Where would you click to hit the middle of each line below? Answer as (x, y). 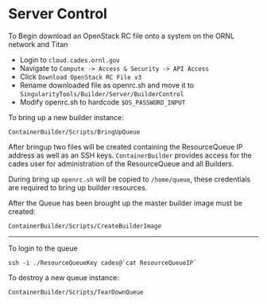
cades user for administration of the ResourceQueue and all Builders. (121, 163)
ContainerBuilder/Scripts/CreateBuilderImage (85, 226)
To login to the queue (43, 248)
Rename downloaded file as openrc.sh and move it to (107, 85)
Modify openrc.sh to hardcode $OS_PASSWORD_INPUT (103, 102)
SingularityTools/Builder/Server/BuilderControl (102, 94)
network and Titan (38, 44)
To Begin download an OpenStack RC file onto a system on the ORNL (122, 36)
